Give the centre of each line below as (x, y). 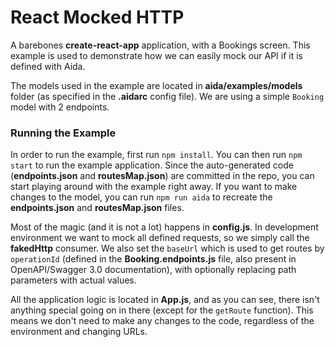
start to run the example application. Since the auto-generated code (152, 165)
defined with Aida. (48, 66)
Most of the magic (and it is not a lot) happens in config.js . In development (164, 227)
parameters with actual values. (73, 280)
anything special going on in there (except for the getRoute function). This (162, 310)
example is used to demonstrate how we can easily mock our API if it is (157, 55)
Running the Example (63, 133)
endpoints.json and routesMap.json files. (97, 208)
